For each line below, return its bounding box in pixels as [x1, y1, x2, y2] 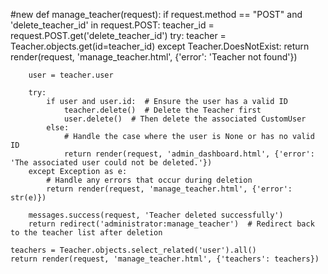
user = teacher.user [28, 70, 114, 80]
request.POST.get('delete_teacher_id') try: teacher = [10, 30, 227, 41]
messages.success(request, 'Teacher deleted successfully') [28, 210, 284, 220]
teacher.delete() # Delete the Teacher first [63, 105, 262, 115]
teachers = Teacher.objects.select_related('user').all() [10, 245, 257, 255]
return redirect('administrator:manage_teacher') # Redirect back [28, 219, 315, 229]
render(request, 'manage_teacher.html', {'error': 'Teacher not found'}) [10, 51, 298, 63]
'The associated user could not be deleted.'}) [10, 158, 213, 168]
